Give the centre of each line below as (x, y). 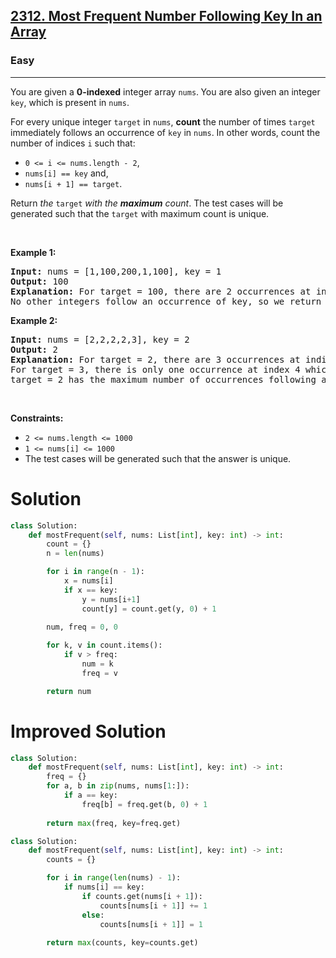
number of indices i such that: (73, 143)
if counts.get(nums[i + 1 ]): (142, 896)
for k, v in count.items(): (104, 645)
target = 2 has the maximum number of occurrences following (163, 379)
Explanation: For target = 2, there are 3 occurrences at (155, 359)
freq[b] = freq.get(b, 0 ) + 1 (144, 804)
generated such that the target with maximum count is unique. (140, 213)
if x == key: (90, 590)
